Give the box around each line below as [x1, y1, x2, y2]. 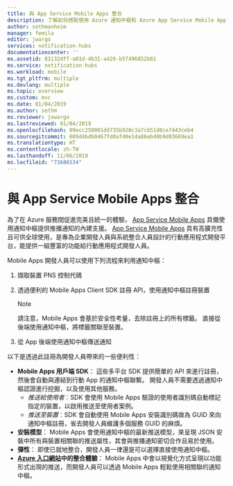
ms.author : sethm [7, 107, 58, 114]
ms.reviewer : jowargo [7, 113, 70, 120]
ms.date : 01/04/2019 [7, 101, 67, 108]
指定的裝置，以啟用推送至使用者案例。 [27, 401, 137, 410]
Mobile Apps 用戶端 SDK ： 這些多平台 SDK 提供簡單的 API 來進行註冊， [17, 366, 223, 375]
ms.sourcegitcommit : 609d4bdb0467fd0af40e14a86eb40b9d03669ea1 [7, 133, 194, 140]
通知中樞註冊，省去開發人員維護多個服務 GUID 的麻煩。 [27, 419, 187, 428]
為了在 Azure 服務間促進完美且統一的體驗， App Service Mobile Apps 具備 [7, 215, 220, 223]
